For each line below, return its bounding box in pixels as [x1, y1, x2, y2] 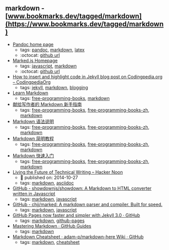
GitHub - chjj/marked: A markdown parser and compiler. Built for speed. [12, 201, 163, 207]
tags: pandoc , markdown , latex [20, 47, 85, 53]
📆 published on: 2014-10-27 [20, 174, 78, 181]
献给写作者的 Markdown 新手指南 [12, 101, 82, 107]
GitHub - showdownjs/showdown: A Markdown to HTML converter [12, 185, 152, 191]
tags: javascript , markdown [20, 63, 77, 69]
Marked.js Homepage [12, 57, 58, 63]
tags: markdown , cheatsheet [20, 239, 80, 245]
